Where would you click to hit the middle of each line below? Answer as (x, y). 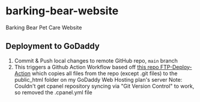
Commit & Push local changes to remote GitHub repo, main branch (96, 60)
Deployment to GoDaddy (53, 46)
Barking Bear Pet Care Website (44, 27)
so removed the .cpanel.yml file (53, 92)
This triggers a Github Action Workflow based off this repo (86, 67)
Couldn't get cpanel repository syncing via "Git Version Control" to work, (104, 86)
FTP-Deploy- (176, 67)
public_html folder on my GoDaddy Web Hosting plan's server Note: (98, 79)
